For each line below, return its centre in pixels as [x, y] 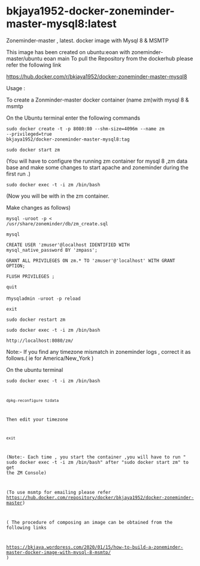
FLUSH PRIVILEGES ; [31, 276]
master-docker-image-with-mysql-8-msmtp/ [59, 552]
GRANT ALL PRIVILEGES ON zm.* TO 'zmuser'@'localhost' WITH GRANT [91, 260]
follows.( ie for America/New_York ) [50, 358]
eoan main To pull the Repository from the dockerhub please [119, 58]
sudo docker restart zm [36, 320]
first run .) [19, 174]
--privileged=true [29, 134]
